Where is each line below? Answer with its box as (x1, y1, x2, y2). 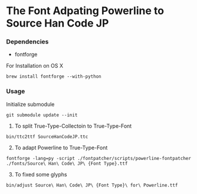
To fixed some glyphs (14, 170, 67, 178)
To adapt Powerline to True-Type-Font (14, 144, 108, 151)
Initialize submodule (6, 101, 55, 108)
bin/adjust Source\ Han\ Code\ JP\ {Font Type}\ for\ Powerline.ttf (6, 182, 178, 188)
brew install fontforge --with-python (6, 73, 101, 80)
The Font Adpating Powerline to (6, 4, 164, 18)
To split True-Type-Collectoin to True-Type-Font (14, 122, 132, 129)
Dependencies (6, 38, 49, 46)
